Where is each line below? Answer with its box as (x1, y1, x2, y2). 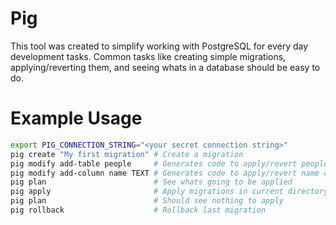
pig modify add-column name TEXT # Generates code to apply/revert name (10, 168, 320, 178)
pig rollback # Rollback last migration (10, 205, 267, 215)
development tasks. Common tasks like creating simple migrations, (10, 50, 287, 62)
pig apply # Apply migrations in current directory (10, 187, 329, 197)
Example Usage (10, 107, 143, 130)
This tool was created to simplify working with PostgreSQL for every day (10, 40, 309, 52)
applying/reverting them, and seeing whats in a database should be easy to (10, 61, 321, 73)
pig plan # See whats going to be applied (10, 177, 293, 187)
